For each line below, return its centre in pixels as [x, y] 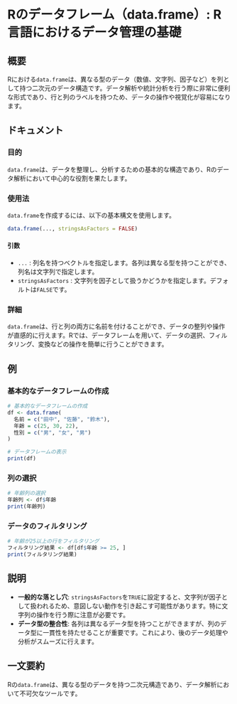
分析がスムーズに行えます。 [57, 641]
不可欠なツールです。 [50, 693]
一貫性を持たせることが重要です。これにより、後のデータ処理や [135, 632]
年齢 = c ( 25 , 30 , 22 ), [46, 426]
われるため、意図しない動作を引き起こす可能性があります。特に [129, 606]
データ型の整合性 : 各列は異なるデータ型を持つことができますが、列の [119, 624]
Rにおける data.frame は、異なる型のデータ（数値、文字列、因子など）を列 [115, 79]
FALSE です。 [54, 289]
